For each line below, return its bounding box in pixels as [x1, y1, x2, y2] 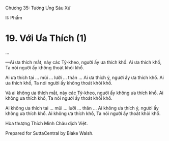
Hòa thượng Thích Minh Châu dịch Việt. [5, 120, 88, 126]
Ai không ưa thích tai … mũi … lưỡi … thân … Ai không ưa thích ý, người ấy [5, 105, 159, 111]
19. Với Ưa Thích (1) [5, 33, 87, 44]
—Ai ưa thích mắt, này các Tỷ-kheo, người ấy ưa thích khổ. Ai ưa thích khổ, [5, 59, 162, 65]
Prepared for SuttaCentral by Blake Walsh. [5, 130, 94, 136]
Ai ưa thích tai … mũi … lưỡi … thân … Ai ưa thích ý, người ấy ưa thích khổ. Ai [5, 74, 164, 80]
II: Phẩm [5, 15, 22, 20]
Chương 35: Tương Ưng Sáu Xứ [5, 5, 71, 11]
